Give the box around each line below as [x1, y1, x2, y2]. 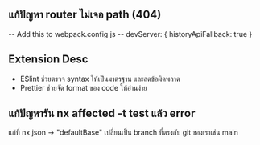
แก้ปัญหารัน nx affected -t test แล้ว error [8, 107, 196, 120]
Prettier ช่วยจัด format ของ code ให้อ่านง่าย [19, 83, 147, 92]
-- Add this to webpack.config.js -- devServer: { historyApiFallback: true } [8, 29, 253, 38]
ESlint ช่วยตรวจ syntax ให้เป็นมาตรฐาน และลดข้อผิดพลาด [19, 74, 180, 83]
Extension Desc [8, 53, 89, 66]
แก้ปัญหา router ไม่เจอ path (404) [8, 8, 162, 22]
